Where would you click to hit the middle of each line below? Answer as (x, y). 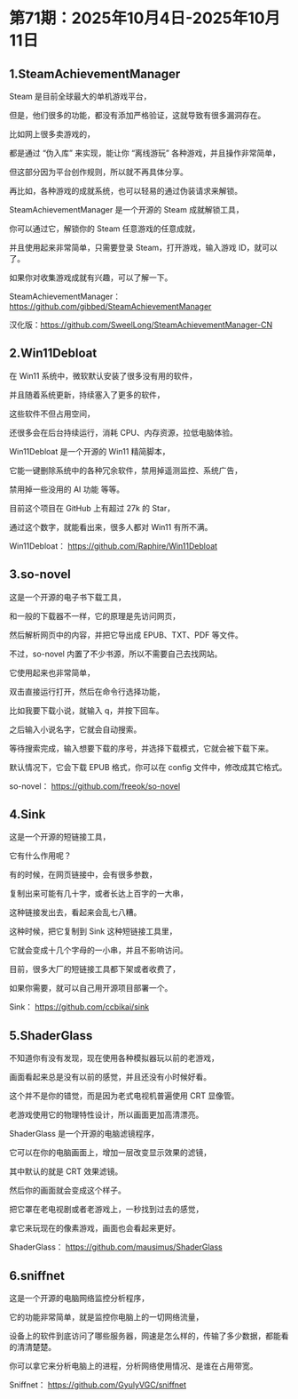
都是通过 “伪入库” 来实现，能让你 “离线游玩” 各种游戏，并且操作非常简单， (145, 153)
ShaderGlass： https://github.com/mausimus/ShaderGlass (116, 1247)
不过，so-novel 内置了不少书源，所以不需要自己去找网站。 (116, 654)
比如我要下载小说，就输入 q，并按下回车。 (86, 710)
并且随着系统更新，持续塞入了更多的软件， (87, 394)
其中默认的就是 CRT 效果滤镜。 (66, 1171)
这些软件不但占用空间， (52, 414)
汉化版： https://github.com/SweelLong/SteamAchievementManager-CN (141, 325)
